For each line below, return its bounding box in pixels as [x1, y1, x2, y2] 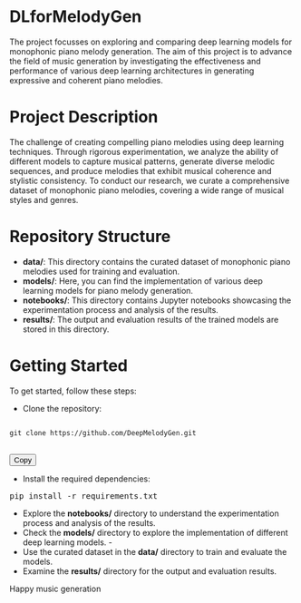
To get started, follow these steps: [9, 385, 138, 396]
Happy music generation [9, 583, 102, 594]
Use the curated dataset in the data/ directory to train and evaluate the [22, 546, 287, 557]
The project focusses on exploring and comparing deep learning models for [9, 36, 293, 47]
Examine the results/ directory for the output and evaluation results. [22, 565, 277, 577]
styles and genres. [9, 194, 79, 205]
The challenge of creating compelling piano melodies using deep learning [9, 136, 285, 147]
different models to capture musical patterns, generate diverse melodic [9, 156, 276, 167]
